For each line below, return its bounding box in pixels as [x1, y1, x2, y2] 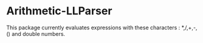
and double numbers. [12, 30, 66, 37]
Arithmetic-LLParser [6, 4, 112, 18]
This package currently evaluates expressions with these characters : [6, 24, 181, 31]
